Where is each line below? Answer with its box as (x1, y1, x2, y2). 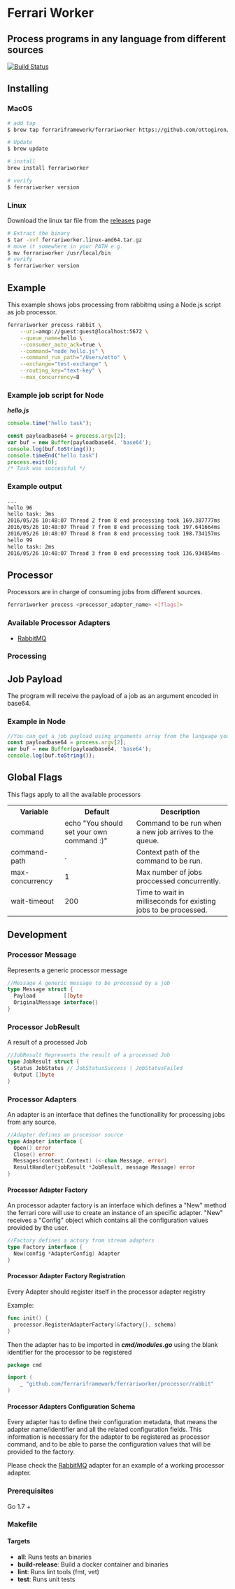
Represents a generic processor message (7, 966, 128, 974)
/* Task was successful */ (7, 465, 86, 472)
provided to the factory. (7, 1447, 76, 1456)
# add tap (7, 119, 36, 127)
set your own (64, 826, 108, 836)
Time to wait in (136, 887, 185, 897)
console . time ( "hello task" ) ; (7, 420, 92, 427)
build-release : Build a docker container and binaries (17, 1560, 169, 1569)
